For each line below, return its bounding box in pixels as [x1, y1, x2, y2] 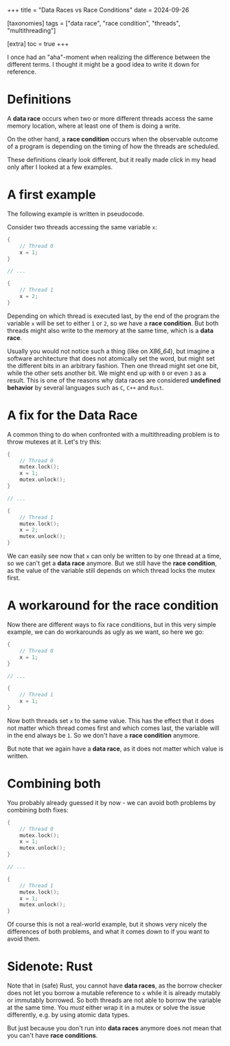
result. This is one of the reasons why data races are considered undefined [7, 376, 221, 384]
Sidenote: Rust [7, 959, 93, 975]
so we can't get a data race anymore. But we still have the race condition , [7, 559, 218, 567]
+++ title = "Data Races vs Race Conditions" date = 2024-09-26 [7, 6, 189, 14]
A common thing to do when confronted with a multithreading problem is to [7, 430, 220, 438]
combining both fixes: [7, 806, 69, 814]
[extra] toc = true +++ [7, 40, 69, 47]
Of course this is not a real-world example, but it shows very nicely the [7, 920, 207, 929]
